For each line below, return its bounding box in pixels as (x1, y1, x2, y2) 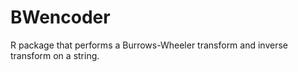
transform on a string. (10, 49, 100, 61)
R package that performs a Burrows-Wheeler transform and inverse (10, 39, 289, 51)
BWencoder (10, 6, 111, 29)
